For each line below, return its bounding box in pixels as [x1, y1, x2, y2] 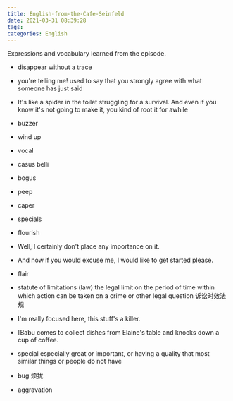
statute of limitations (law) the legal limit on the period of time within [17, 283, 215, 292]
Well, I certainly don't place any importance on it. [17, 242, 160, 251]
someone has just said [17, 84, 83, 92]
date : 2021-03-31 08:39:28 [7, 17, 87, 24]
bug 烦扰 [17, 371, 44, 380]
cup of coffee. [17, 336, 59, 345]
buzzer [17, 119, 39, 128]
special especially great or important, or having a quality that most [17, 349, 210, 358]
